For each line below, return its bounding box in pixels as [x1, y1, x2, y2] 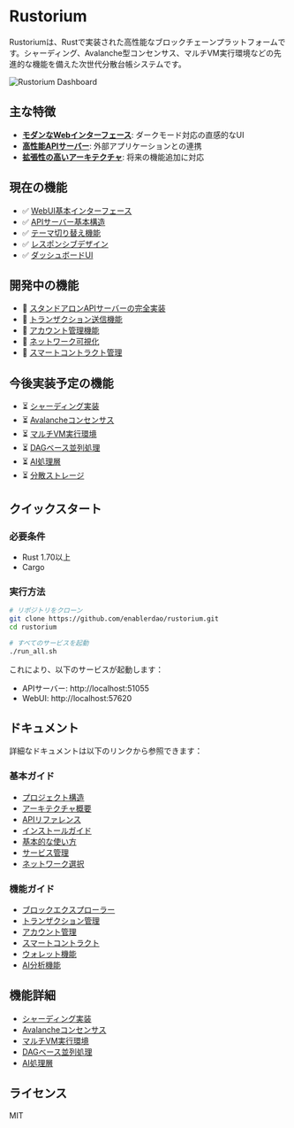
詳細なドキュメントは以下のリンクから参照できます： [9, 746, 203, 756]
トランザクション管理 [21, 915, 100, 926]
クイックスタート [9, 501, 102, 516]
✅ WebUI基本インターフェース [21, 205, 132, 216]
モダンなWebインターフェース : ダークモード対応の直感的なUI [21, 129, 245, 140]
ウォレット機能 [21, 948, 77, 959]
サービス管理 [21, 847, 69, 858]
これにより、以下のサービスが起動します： [9, 664, 164, 675]
